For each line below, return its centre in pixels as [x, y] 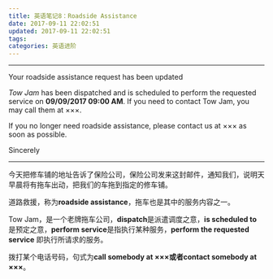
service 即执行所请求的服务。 [58, 240]
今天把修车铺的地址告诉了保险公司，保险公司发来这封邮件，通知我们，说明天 [136, 175]
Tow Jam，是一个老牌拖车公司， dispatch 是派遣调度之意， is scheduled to [133, 220]
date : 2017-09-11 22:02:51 [54, 24]
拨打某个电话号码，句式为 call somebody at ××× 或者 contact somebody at [133, 257]
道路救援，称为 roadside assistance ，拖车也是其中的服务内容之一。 [122, 202]
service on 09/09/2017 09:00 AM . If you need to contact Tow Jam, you [129, 102]
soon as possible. [38, 134]
